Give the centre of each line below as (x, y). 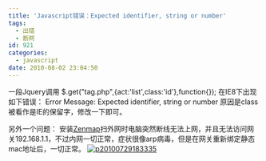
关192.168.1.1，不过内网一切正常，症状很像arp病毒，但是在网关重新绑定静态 (132, 139)
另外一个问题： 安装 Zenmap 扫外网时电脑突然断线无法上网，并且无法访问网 (131, 128)
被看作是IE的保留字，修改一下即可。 (67, 111)
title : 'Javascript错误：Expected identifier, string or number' (117, 16)
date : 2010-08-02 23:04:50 (53, 68)
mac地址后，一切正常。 (47, 148)
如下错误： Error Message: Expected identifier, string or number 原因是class (133, 102)
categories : (28, 53)
